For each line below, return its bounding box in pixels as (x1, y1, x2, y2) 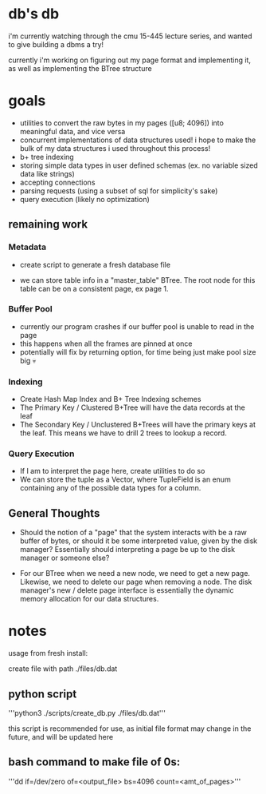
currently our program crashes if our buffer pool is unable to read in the (19, 321, 255, 331)
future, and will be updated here (8, 732, 114, 742)
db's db (8, 5, 60, 23)
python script (8, 687, 77, 701)
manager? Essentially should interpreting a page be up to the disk (19, 545, 236, 554)
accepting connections (19, 177, 96, 187)
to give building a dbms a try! (8, 39, 104, 49)
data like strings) (19, 169, 76, 178)
